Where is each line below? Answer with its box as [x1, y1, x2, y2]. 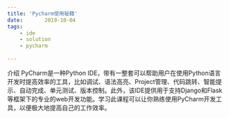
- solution [19, 36, 51, 43]
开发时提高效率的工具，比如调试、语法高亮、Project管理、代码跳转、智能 [7, 77, 217, 85]
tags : [7, 23, 23, 30]
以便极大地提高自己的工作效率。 [19, 103, 111, 112]
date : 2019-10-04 [7, 17, 76, 24]
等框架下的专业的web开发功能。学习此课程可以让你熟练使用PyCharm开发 [7, 94, 217, 103]
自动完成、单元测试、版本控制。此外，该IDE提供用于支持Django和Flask [19, 86, 223, 94]
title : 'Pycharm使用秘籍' [7, 10, 78, 17]
